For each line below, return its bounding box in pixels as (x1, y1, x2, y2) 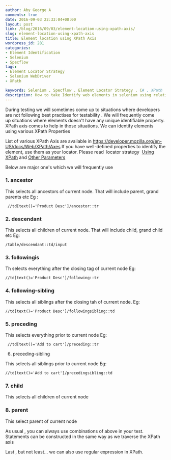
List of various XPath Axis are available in (5, 138, 92, 144)
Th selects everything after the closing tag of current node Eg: (5, 265, 136, 272)
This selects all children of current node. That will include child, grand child (5, 227, 163, 233)
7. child (5, 382, 23, 389)
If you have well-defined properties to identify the (62, 143, 166, 149)
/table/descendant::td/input (5, 242, 67, 248)
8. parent (5, 407, 28, 414)
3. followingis (5, 254, 40, 261)
